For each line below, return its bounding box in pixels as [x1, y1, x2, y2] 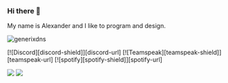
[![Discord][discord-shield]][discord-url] [7, 48, 122, 57]
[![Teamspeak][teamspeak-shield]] [122, 48, 222, 57]
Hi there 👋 [7, 6, 41, 16]
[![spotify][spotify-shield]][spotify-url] [54, 56, 162, 64]
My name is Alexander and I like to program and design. [7, 22, 166, 30]
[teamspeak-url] [7, 56, 53, 64]
